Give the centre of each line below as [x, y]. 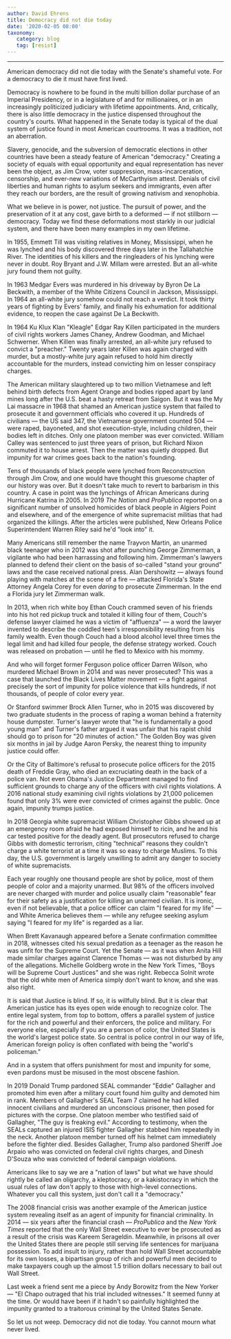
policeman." [24, 1052]
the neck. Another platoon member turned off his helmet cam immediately [112, 1137]
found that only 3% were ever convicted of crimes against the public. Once [113, 801]
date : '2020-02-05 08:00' [44, 26]
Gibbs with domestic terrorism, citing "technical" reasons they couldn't [108, 843]
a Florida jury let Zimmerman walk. [56, 594]
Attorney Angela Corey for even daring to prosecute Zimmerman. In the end [114, 587]
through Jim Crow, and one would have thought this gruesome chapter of [111, 478]
